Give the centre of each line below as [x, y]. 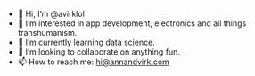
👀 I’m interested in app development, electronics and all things [132, 23]
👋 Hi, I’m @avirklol [51, 14]
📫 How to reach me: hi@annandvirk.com [93, 62]
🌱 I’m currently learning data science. [86, 42]
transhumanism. [47, 33]
